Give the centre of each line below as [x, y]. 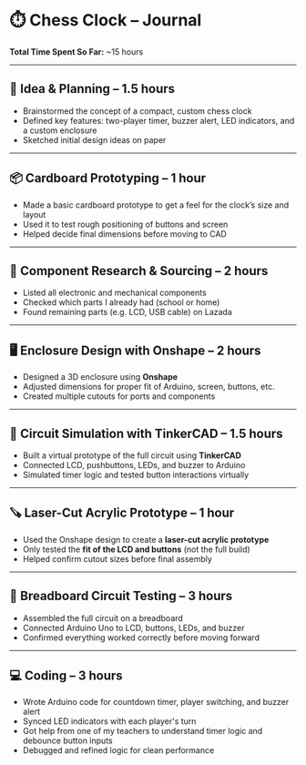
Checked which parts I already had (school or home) [121, 302]
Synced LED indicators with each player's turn [109, 721]
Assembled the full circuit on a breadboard [103, 617]
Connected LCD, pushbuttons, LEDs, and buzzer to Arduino [134, 465]
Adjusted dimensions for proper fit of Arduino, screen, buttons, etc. [148, 387]
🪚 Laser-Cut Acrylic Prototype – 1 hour [122, 513]
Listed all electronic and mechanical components [114, 293]
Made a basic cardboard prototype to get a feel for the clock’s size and [156, 205]
